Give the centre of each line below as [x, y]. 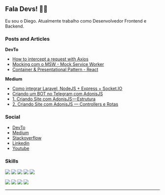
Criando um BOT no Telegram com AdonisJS [57, 94]
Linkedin [21, 143]
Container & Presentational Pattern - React [55, 70]
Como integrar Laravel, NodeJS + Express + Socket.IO [67, 88]
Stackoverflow [27, 138]
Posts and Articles [27, 39]
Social [13, 117]
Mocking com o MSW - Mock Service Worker [58, 64]
